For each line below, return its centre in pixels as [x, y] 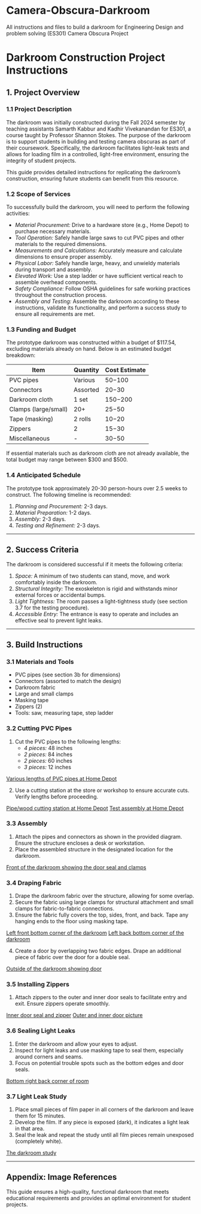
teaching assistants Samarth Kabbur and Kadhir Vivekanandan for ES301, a [99, 129]
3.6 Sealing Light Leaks [41, 1031]
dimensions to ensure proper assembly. [63, 257]
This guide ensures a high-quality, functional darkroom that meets [88, 1191]
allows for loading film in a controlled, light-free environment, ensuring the [98, 154]
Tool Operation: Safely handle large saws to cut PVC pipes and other [99, 238]
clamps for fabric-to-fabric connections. [65, 909]
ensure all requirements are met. [55, 314]
